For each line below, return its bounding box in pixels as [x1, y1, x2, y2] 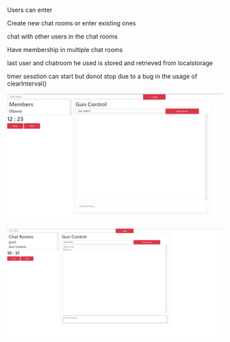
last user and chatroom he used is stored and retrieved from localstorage [7, 59, 214, 67]
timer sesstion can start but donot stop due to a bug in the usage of [7, 72, 198, 80]
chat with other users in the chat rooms [7, 32, 118, 40]
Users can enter [7, 6, 53, 14]
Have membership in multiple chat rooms [7, 46, 123, 53]
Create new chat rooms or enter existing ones [7, 19, 136, 27]
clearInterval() [7, 80, 47, 88]
